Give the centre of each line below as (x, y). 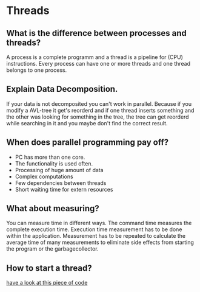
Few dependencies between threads (61, 182)
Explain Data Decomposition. (62, 89)
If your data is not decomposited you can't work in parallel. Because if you (99, 103)
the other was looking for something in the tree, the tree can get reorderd (98, 117)
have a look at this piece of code (47, 283)
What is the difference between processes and (96, 33)
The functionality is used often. (54, 163)
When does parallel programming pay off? (88, 143)
